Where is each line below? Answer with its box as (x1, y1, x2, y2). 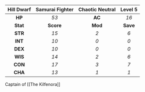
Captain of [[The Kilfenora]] (5, 81, 61, 87)
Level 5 (120, 6, 138, 13)
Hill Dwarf (7, 6, 31, 13)
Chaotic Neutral (78, 6, 116, 13)
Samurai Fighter (36, 6, 74, 13)
